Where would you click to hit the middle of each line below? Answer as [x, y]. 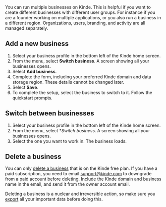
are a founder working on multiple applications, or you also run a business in [83, 18]
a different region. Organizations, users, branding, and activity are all [75, 23]
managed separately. [27, 28]
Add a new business [37, 44]
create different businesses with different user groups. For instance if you [80, 12]
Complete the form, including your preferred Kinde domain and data [82, 77]
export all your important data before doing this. [54, 199]
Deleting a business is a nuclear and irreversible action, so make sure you [80, 194]
